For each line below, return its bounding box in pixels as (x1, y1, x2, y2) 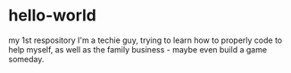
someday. (8, 53, 45, 64)
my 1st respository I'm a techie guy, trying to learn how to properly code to (8, 35, 283, 45)
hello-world (8, 5, 97, 26)
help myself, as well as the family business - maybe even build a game (8, 44, 268, 54)
